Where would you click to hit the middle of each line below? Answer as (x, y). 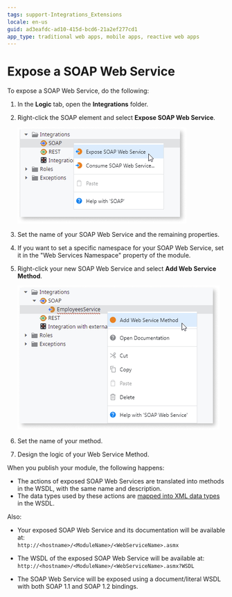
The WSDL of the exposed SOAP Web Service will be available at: (111, 558)
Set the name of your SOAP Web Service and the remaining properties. (118, 235)
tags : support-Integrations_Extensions (65, 15)
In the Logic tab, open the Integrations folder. (83, 105)
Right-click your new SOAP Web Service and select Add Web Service (117, 269)
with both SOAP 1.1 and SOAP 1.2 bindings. (78, 587)
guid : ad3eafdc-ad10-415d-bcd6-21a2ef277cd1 (72, 29)
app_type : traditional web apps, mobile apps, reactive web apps (103, 37)
